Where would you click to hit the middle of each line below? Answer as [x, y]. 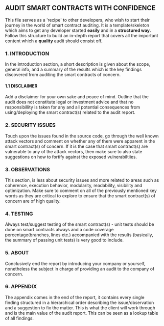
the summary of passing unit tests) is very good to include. [64, 240]
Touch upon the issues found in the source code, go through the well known [82, 136]
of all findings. [20, 318]
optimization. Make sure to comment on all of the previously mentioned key [81, 190]
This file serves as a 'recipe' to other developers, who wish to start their [78, 20]
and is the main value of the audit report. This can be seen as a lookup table [82, 313]
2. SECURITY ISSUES [30, 125]
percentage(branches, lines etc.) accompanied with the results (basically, [79, 235]
